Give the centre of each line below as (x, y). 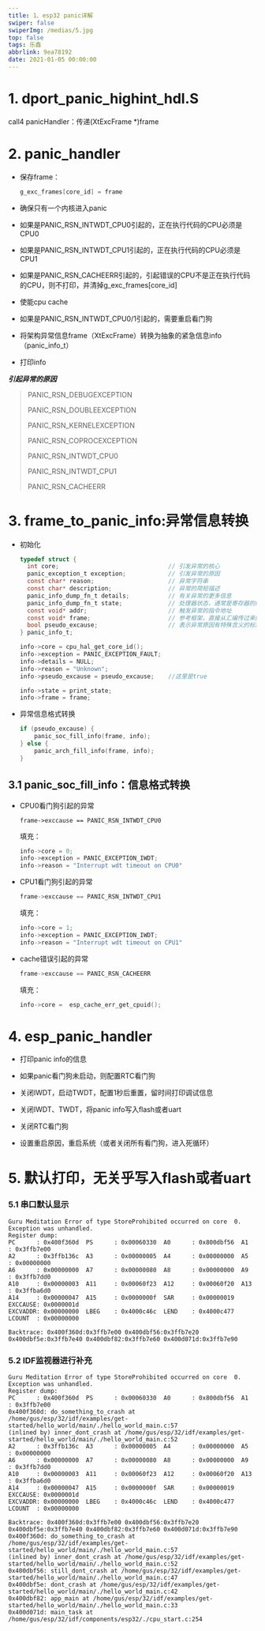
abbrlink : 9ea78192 (40, 52)
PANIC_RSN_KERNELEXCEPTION (81, 425)
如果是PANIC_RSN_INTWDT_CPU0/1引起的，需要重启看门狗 (116, 318)
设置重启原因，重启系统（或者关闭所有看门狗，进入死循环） (116, 1143)
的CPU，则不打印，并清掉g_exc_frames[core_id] (98, 284)
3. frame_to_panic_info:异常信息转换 (129, 520)
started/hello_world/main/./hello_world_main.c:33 (93, 1606)
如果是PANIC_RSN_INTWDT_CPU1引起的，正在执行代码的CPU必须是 (130, 250)
